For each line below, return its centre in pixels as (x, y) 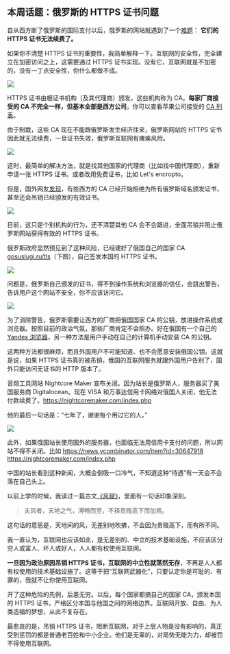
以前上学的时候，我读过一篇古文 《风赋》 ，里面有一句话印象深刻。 (99, 496)
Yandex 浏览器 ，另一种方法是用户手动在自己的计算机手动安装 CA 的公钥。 (111, 337)
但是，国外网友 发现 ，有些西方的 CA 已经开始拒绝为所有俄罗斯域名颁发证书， (115, 189)
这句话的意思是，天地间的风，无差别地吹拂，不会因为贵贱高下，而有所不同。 (115, 525)
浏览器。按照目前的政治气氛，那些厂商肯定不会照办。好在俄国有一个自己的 (112, 328)
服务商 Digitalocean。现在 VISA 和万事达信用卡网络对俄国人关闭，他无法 (115, 391)
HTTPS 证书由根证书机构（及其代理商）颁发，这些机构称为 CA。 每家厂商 (110, 97)
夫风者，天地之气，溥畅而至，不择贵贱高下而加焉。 (96, 510)
